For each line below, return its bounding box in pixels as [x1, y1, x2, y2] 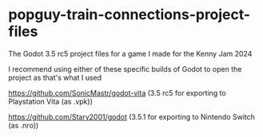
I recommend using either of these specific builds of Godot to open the [8, 64, 242, 73]
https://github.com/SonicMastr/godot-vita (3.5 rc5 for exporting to [8, 88, 226, 97]
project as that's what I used [8, 72, 102, 82]
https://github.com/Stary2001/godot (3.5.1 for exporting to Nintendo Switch [8, 112, 256, 121]
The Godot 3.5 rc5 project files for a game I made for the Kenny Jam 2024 [8, 49, 253, 58]
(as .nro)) [8, 120, 39, 130]
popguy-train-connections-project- [8, 6, 251, 24]
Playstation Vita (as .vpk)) [8, 96, 94, 106]
